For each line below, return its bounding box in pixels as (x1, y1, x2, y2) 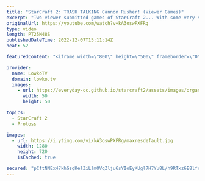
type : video (6, 26, 37, 32)
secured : (6, 165, 29, 171)
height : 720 (17, 149, 48, 155)
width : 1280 (17, 143, 48, 149)
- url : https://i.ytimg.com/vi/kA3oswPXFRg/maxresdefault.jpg (12, 137, 173, 143)
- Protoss (12, 121, 37, 127)
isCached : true (17, 154, 56, 161)
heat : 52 (6, 43, 29, 49)
